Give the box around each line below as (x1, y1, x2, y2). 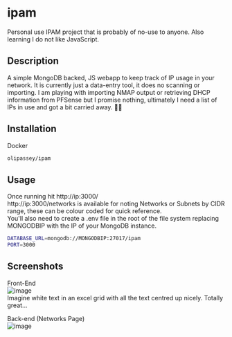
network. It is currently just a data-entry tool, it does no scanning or (7, 81, 200, 89)
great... (7, 301, 28, 309)
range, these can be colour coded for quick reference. (7, 207, 162, 215)
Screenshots (7, 261, 64, 273)
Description (7, 55, 59, 67)
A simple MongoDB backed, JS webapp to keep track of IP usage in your (7, 73, 215, 82)
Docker (7, 141, 28, 149)
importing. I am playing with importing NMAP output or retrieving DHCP (7, 88, 211, 96)
